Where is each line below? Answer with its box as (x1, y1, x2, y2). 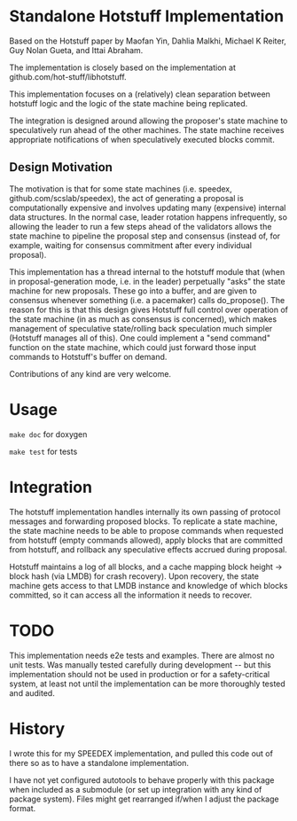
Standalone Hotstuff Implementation (9, 6, 285, 27)
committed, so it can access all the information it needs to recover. (9, 590, 253, 600)
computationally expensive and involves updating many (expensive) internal (9, 202, 286, 213)
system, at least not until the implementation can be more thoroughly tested (9, 678, 285, 689)
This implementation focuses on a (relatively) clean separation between (9, 89, 270, 99)
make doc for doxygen (9, 428, 88, 440)
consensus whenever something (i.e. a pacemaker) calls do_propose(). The (9, 294, 285, 305)
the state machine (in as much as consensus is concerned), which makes (9, 313, 277, 324)
